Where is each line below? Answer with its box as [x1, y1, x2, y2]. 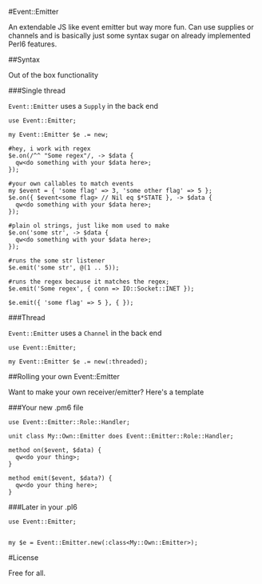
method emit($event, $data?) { [8, 474, 113, 482]
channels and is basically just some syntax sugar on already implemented [8, 31, 251, 40]
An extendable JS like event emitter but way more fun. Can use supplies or [8, 22, 254, 31]
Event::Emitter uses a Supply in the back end [8, 102, 158, 110]
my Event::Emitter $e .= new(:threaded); [8, 358, 149, 366]
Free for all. [8, 568, 46, 578]
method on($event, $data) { [8, 446, 102, 454]
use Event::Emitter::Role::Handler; [8, 418, 130, 426]
